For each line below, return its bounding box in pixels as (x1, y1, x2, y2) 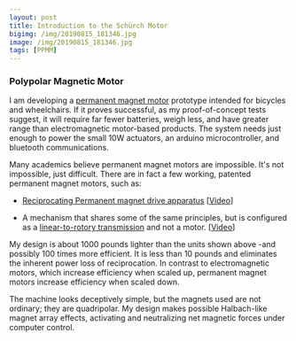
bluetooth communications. (9, 143, 109, 153)
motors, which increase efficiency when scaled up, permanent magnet (9, 267, 268, 278)
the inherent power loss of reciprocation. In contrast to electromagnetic (9, 258, 270, 268)
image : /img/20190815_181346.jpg (9, 37, 133, 47)
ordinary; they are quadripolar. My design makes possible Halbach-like (9, 303, 268, 314)
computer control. (9, 322, 75, 333)
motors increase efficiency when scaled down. (9, 276, 180, 288)
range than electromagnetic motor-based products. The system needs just (9, 123, 282, 134)
